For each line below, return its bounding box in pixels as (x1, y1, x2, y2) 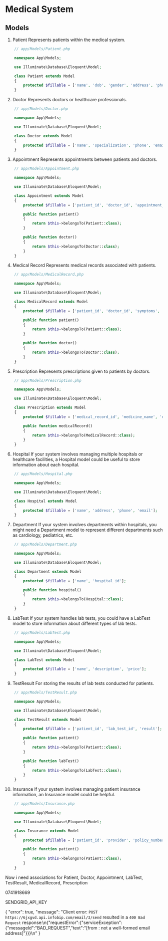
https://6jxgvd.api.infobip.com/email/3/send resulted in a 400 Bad (5, 914, 145, 920)
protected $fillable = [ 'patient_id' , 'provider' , (23, 838, 131, 843)
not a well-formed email (100, 924, 150, 930)
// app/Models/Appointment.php (14, 166, 79, 171)
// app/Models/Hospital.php (14, 472, 72, 477)
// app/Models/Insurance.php (14, 801, 75, 806)
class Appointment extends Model (14, 193, 84, 198)
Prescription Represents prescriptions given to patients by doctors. (12, 368, 151, 374)
